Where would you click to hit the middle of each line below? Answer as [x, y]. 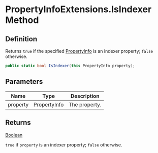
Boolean [14, 135]
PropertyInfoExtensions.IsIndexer [78, 9]
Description [85, 96]
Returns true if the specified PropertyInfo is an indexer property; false [79, 51]
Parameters [24, 82]
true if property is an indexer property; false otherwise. [64, 145]
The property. [85, 104]
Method [22, 20]
